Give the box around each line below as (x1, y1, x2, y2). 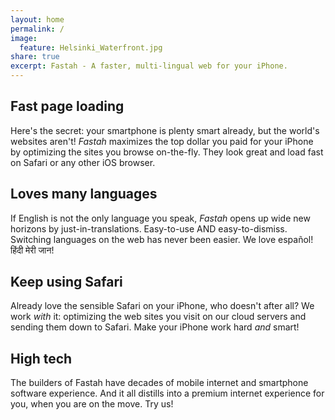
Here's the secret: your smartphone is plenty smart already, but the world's (10, 124, 320, 136)
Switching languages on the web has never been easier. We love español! (10, 233, 314, 245)
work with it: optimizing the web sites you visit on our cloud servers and (10, 311, 307, 323)
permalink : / (10, 24, 65, 34)
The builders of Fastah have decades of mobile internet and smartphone (10, 377, 309, 389)
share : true (10, 52, 60, 62)
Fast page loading (10, 98, 125, 115)
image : (10, 33, 38, 43)
